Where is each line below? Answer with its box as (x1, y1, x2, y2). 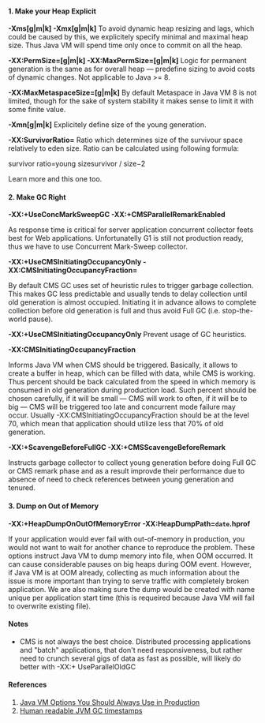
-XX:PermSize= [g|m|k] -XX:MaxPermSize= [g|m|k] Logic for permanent (8, 56, 247, 66)
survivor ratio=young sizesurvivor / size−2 (8, 159, 146, 169)
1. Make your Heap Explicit (8, 6, 97, 16)
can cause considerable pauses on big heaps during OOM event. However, (8, 559, 252, 568)
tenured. (8, 483, 35, 493)
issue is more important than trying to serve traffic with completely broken (8, 576, 249, 586)
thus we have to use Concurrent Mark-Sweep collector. (8, 242, 188, 252)
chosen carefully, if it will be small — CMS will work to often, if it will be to (8, 394, 248, 403)
